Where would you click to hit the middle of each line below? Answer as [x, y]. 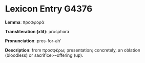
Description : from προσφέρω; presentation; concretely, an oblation [73, 50]
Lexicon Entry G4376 [49, 9]
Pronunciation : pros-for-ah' [33, 41]
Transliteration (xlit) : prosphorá [37, 31]
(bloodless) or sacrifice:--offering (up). [44, 55]
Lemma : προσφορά [25, 22]
